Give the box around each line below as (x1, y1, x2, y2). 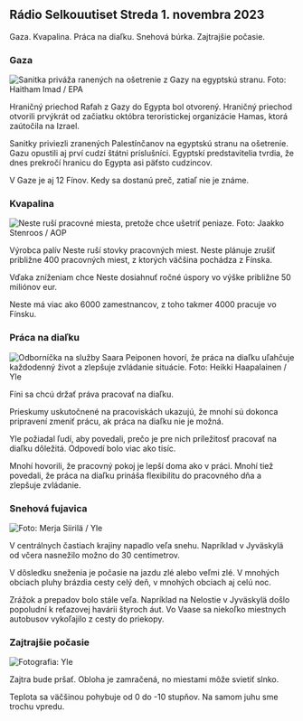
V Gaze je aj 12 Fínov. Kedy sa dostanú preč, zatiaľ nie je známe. (9, 175, 250, 186)
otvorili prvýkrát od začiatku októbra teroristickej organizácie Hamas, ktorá (9, 111, 288, 122)
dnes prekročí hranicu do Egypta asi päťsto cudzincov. (9, 157, 213, 168)
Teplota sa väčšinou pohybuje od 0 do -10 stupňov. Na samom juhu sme (9, 691, 279, 703)
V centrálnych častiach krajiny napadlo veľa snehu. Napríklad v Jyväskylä (9, 540, 284, 550)
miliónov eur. (9, 282, 57, 293)
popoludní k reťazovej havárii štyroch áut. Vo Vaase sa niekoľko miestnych (9, 604, 287, 614)
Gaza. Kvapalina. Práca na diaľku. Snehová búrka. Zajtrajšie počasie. (9, 31, 265, 42)
